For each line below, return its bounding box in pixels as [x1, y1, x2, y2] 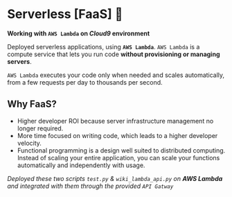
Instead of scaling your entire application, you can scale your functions [17, 153, 220, 162]
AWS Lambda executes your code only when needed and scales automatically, [7, 71, 225, 79]
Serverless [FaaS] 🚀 [7, 6, 123, 22]
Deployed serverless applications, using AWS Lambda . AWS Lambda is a [7, 42, 200, 51]
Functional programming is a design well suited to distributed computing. [17, 146, 226, 155]
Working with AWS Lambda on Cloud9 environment [7, 29, 150, 37]
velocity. [17, 139, 42, 147]
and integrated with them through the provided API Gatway [7, 182, 174, 190]
